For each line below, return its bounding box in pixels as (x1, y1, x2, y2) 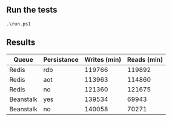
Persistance (43, 55, 79, 64)
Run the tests (6, 5, 58, 15)
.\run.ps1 (6, 21, 31, 27)
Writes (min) (84, 55, 122, 64)
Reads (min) (127, 55, 164, 64)
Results (6, 38, 36, 48)
